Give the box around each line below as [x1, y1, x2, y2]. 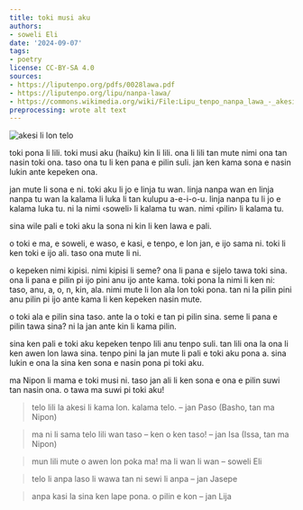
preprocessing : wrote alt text [9, 105, 127, 114]
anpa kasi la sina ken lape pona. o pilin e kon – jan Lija [31, 491, 232, 502]
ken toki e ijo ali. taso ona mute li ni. [9, 248, 142, 259]
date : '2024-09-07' [9, 38, 83, 48]
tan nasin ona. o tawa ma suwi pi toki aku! [9, 385, 165, 396]
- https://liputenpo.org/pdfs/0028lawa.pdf [9, 80, 176, 89]
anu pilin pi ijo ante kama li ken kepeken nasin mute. [9, 294, 203, 305]
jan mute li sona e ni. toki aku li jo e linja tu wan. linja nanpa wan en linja [9, 184, 274, 195]
